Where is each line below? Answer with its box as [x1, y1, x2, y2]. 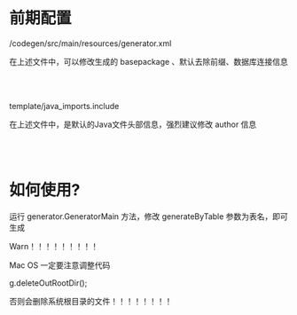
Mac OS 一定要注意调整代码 [9, 259, 111, 271]
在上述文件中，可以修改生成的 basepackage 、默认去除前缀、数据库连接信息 [9, 56, 288, 67]
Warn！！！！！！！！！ [9, 240, 99, 251]
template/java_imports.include [9, 100, 120, 111]
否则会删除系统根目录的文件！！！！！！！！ [9, 295, 173, 306]
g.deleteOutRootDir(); [9, 277, 88, 288]
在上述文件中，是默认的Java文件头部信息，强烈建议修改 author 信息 [9, 119, 257, 130]
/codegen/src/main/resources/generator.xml [9, 37, 172, 49]
